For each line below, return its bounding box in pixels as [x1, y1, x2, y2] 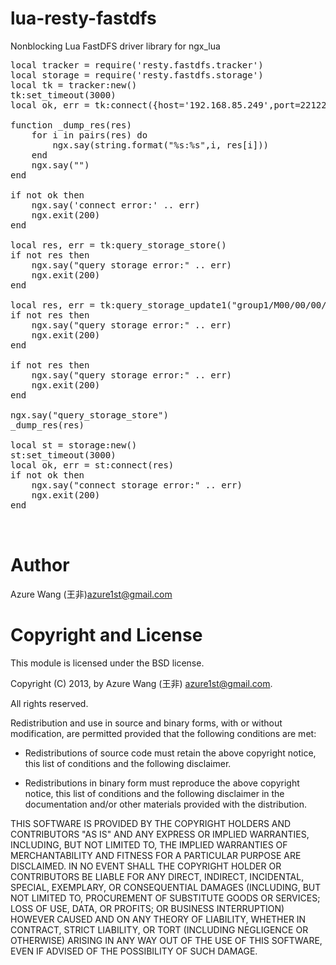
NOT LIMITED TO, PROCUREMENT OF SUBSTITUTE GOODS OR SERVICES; [10, 892, 321, 904]
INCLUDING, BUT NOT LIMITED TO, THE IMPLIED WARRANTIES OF [10, 838, 288, 851]
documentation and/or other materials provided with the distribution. [24, 798, 307, 810]
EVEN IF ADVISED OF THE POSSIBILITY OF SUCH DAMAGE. [10, 945, 258, 957]
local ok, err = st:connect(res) [10, 459, 175, 471]
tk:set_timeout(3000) [10, 89, 117, 101]
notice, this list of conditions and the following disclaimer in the [24, 787, 285, 799]
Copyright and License [10, 624, 203, 647]
